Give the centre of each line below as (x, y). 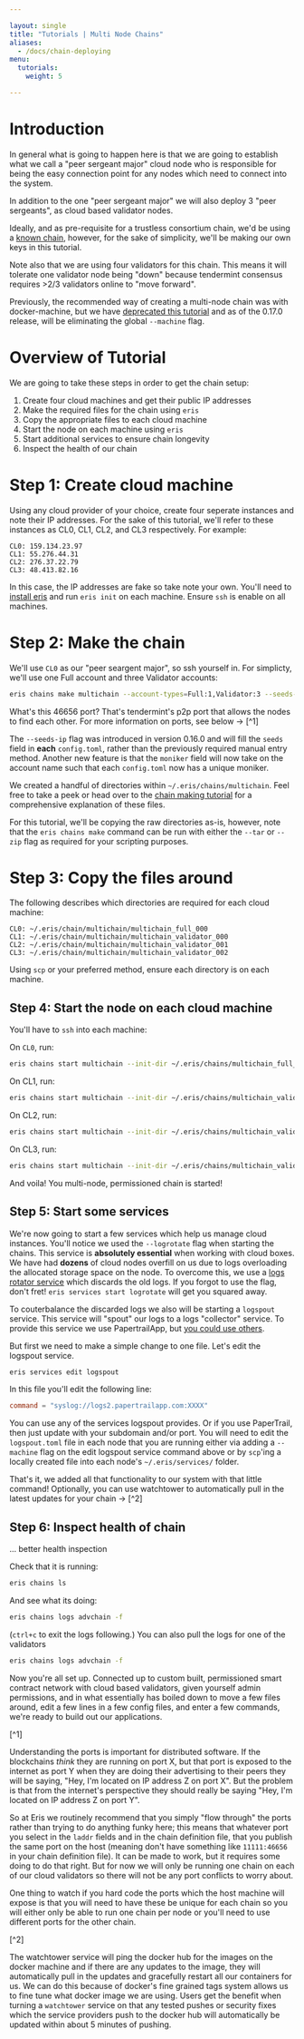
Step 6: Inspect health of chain (98, 1527)
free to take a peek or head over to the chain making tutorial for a (131, 795)
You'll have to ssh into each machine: (78, 1029)
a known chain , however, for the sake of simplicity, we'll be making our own (150, 238)
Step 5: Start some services (89, 1212)
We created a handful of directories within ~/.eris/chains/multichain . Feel (149, 785)
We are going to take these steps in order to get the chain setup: (129, 383)
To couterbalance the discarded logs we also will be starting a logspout (142, 1309)
